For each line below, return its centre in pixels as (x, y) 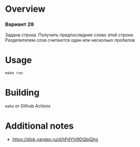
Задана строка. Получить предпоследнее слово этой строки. (70, 35)
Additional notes (40, 126)
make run (14, 73)
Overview (25, 9)
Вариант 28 (20, 24)
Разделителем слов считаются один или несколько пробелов (70, 40)
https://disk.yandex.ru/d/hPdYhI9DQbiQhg (55, 139)
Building (22, 92)
